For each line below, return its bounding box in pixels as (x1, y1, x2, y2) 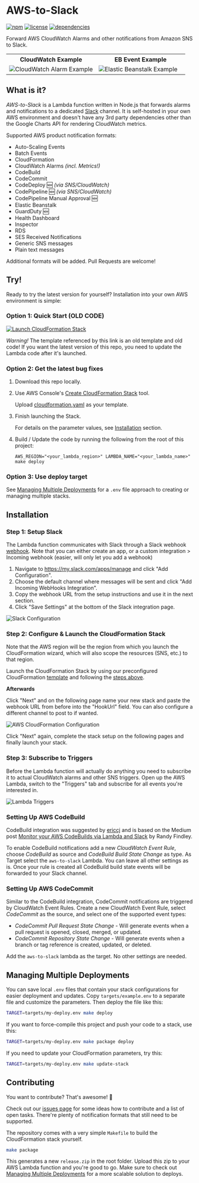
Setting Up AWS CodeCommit (6, 884, 94, 893)
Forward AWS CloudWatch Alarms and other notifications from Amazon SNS (6, 35, 193, 42)
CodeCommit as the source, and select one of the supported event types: (6, 911, 187, 918)
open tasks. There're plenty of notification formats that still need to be (6, 1111, 178, 1118)
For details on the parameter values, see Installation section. (14, 424, 162, 431)
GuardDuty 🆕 (14, 207, 49, 215)
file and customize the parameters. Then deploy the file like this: (6, 999, 163, 1006)
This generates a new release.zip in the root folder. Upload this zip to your (6, 1157, 190, 1165)
